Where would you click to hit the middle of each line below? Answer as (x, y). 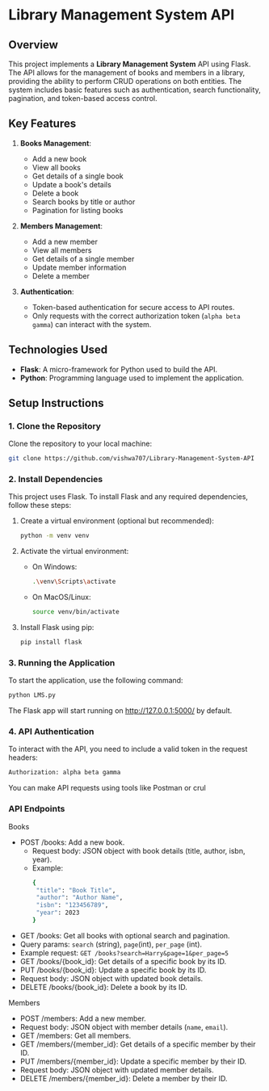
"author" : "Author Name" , (80, 898)
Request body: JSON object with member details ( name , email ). (124, 1026)
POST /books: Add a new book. (72, 842)
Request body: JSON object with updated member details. (117, 1070)
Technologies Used (58, 350)
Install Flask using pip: (57, 627)
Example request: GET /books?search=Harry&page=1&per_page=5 (124, 953)
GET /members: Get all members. (76, 1035)
